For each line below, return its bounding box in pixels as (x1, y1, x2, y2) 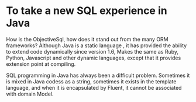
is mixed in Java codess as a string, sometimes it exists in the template (6, 78, 177, 85)
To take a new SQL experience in (6, 4, 168, 17)
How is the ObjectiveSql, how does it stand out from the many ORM (6, 36, 169, 43)
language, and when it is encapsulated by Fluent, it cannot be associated (6, 84, 182, 91)
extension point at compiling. (6, 60, 76, 68)
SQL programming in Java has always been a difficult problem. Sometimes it (6, 72, 190, 79)
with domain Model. (6, 90, 54, 97)
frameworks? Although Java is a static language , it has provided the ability (6, 42, 187, 49)
